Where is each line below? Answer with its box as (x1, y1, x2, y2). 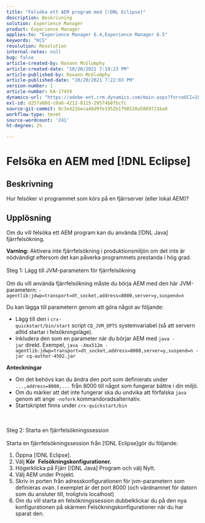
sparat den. (15, 510, 45, 517)
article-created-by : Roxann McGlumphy (6, 60, 105, 66)
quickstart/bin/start (15, 322, 70, 329)
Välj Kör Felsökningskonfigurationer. (15, 458, 112, 465)
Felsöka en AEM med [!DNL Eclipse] (6, 154, 191, 168)
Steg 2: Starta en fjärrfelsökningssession (6, 426, 109, 434)
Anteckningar (6, 363, 42, 371)
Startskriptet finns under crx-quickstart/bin (15, 401, 128, 409)
